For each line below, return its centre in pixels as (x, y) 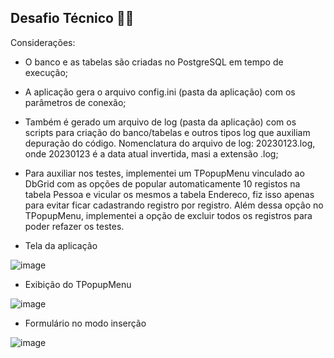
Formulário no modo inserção (85, 323)
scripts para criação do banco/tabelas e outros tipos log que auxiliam (167, 132)
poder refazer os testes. (74, 226)
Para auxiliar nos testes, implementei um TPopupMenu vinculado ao (164, 173)
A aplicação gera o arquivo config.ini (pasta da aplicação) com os (160, 92)
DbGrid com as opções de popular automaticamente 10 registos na (162, 183)
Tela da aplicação (61, 245)
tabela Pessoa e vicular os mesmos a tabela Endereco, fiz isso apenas (169, 194)
